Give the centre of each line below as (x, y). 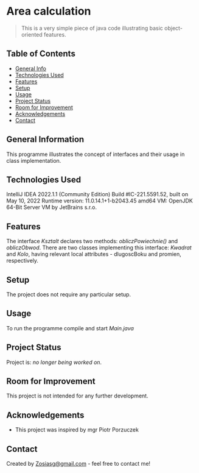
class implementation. (34, 160)
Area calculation (49, 11)
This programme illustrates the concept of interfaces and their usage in (96, 154)
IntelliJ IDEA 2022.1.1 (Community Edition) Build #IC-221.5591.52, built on (97, 194)
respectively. (22, 261)
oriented (32, 34)
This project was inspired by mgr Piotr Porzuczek (77, 430)
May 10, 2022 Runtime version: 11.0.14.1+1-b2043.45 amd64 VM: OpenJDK (100, 201)
